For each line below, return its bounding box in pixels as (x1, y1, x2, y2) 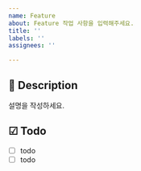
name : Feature (8, 11, 56, 20)
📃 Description (8, 78, 78, 92)
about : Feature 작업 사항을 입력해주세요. (8, 19, 135, 27)
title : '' (8, 26, 42, 35)
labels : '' (8, 34, 45, 43)
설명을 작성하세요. (8, 100, 65, 110)
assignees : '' (8, 42, 56, 50)
